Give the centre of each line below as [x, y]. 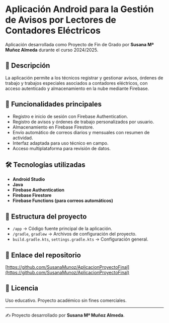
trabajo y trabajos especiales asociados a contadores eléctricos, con [76, 83]
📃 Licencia [22, 288]
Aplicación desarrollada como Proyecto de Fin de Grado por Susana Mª [79, 44]
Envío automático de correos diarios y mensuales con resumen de [81, 132]
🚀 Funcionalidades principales [54, 104]
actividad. [23, 138]
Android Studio [29, 179]
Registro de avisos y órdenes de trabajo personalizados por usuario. [83, 122]
